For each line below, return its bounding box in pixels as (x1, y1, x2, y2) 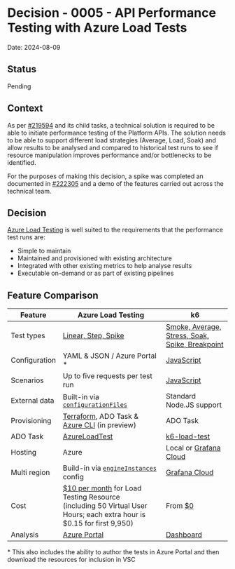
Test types (10, 331, 45, 341)
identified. (7, 158, 36, 166)
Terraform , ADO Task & (62, 412, 138, 422)
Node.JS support (165, 400, 222, 410)
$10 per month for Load (62, 483, 142, 493)
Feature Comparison (7, 289, 99, 301)
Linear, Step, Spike (62, 331, 124, 341)
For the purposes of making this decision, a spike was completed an (7, 172, 204, 180)
